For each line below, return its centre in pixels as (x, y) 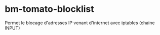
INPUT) (12, 28)
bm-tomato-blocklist (49, 9)
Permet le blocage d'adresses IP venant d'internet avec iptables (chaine (80, 23)
